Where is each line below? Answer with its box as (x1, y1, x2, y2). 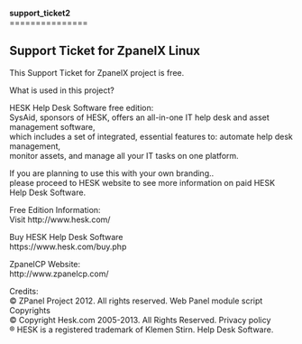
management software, (9, 121, 96, 132)
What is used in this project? (9, 85, 114, 96)
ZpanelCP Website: (9, 258, 81, 269)
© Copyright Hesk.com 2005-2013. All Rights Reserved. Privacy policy (9, 314, 271, 325)
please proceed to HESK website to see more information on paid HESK (9, 177, 276, 188)
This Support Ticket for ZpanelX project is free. (9, 67, 185, 78)
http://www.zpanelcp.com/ (9, 268, 109, 279)
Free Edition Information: (9, 204, 101, 215)
